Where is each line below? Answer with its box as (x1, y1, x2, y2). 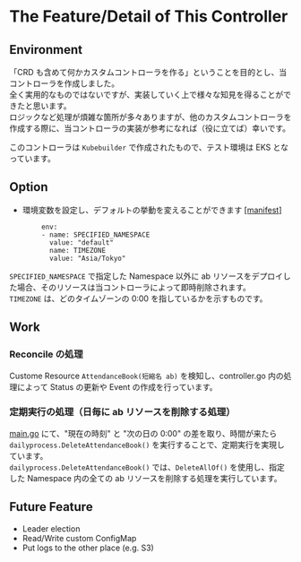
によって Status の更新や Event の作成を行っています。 (16, 381, 218, 392)
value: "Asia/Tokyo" (48, 254, 126, 263)
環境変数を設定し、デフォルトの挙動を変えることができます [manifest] (21, 204, 282, 215)
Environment (9, 42, 83, 57)
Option (9, 179, 48, 195)
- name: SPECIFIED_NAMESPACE (41, 230, 150, 239)
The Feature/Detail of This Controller (9, 6, 288, 27)
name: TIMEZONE (48, 246, 106, 255)
